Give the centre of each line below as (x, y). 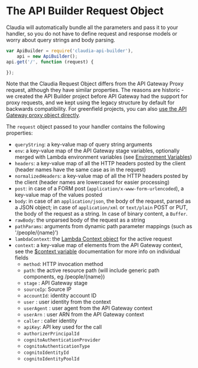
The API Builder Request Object (85, 11)
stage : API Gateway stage (55, 283)
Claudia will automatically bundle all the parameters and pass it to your (92, 27)
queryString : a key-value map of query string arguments (83, 145)
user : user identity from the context (67, 302)
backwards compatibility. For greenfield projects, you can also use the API (97, 109)
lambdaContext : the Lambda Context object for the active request (93, 239)
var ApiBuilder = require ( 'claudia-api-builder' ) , (70, 51)
